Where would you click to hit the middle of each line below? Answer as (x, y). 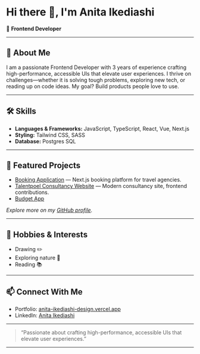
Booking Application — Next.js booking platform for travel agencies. (98, 180)
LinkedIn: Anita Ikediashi (45, 315)
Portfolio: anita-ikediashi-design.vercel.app (68, 309)
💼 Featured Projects (43, 165)
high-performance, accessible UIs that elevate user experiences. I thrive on (99, 73)
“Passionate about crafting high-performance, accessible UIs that (101, 332)
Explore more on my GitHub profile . (49, 210)
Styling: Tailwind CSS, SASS (50, 135)
